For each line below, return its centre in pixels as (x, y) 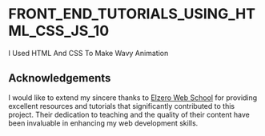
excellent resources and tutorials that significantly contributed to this (121, 106)
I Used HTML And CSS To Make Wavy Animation (88, 53)
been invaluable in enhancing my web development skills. (103, 123)
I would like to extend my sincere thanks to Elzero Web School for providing (133, 98)
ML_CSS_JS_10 (59, 31)
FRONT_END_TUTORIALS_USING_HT (132, 14)
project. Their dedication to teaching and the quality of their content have (129, 114)
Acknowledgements (60, 78)
